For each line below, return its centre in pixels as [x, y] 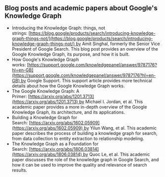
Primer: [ [21, 96]
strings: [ [21, 33]
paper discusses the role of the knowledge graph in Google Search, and [85, 159]
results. [20, 170]
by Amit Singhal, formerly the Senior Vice [118, 44]
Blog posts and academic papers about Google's [81, 8]
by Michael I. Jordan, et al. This [111, 102]
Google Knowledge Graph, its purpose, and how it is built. [71, 54]
